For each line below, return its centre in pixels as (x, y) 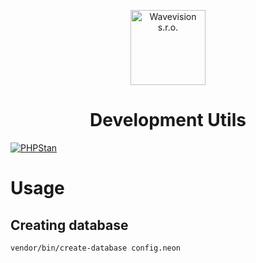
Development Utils (168, 120)
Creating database (69, 225)
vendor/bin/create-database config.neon (96, 248)
